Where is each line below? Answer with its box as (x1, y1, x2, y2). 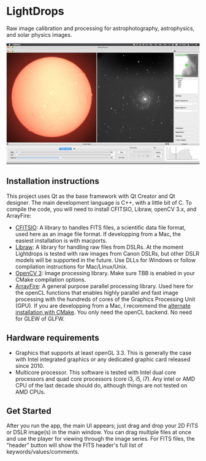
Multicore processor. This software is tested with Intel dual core (15, 368, 177, 376)
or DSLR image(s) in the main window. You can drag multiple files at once (6, 429, 192, 436)
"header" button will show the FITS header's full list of (6, 441, 143, 449)
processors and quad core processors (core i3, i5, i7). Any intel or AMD (15, 375, 196, 383)
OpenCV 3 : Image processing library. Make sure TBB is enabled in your (15, 269, 195, 276)
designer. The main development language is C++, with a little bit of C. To (6, 199, 192, 206)
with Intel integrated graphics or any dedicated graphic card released (15, 356, 191, 363)
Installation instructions (6, 176, 99, 186)
